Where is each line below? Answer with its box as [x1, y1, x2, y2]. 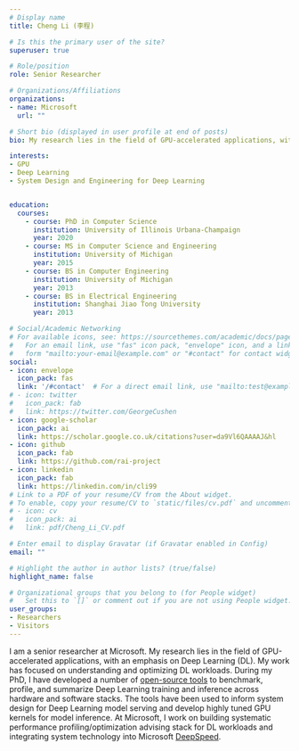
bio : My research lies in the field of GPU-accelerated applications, [9, 136, 277, 144]
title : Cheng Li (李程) [9, 21, 95, 30]
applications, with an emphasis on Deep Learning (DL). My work [54, 655, 290, 665]
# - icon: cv [9, 507, 58, 516]
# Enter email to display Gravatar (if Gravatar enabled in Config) [9, 540, 269, 549]
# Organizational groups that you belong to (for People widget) [9, 588, 256, 598]
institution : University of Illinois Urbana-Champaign [32, 225, 241, 235]
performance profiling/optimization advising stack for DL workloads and [9, 722, 273, 732]
